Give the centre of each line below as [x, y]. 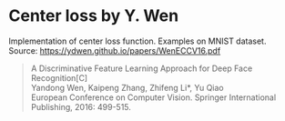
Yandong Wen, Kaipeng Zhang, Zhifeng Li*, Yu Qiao [127, 87]
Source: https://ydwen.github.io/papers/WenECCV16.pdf [115, 50]
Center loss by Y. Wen [94, 16]
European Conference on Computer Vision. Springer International [153, 97]
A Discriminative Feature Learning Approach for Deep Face [142, 68]
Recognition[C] [59, 77]
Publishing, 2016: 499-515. [81, 106]
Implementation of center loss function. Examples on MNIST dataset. [137, 41]
